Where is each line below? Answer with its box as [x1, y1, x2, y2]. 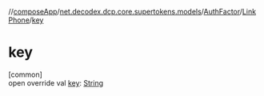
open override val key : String [8, 78, 104, 87]
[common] [8, 70, 42, 79]
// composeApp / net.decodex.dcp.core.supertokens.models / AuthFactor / [8, 7, 242, 16]
